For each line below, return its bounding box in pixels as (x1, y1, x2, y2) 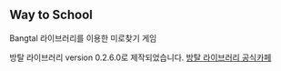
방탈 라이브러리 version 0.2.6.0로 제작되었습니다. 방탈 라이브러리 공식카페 (9, 52, 272, 63)
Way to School (9, 7, 93, 23)
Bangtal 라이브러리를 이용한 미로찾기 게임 (9, 32, 157, 44)
